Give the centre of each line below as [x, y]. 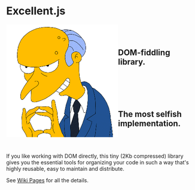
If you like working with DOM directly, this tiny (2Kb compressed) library [95, 156]
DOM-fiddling [144, 53]
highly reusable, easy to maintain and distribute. [65, 168]
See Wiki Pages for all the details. [47, 180]
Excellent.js [36, 11]
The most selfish [150, 114]
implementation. [150, 124]
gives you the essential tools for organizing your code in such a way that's [98, 162]
